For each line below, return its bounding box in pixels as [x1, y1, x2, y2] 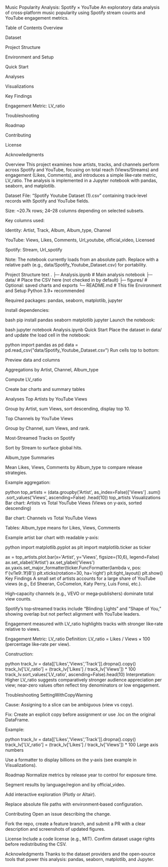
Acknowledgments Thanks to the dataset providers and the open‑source [5, 851, 156, 857]
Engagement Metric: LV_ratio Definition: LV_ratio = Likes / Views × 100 [5, 636, 150, 642]
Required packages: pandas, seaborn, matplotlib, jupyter [5, 297, 123, 303]
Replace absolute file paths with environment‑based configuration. [5, 801, 143, 807]
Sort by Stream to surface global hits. [5, 445, 83, 450]
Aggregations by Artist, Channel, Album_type [5, 367, 99, 372]
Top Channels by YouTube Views [5, 416, 73, 421]
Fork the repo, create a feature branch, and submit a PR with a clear [5, 821, 146, 827]
